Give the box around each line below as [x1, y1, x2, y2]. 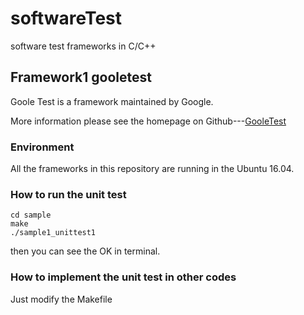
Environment [10, 140, 75, 154]
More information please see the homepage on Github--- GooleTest [10, 115, 287, 127]
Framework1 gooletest [10, 69, 152, 86]
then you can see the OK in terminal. [10, 245, 161, 257]
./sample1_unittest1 [10, 228, 97, 238]
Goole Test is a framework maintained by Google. [10, 95, 214, 107]
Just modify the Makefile [10, 293, 113, 305]
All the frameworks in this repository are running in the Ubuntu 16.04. [10, 163, 295, 175]
